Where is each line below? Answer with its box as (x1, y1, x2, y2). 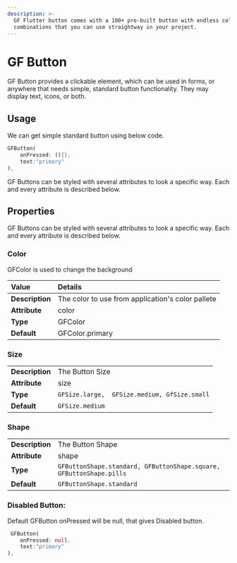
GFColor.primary (57, 328, 114, 338)
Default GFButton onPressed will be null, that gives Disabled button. (7, 516, 205, 525)
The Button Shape (57, 440, 118, 449)
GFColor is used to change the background (7, 265, 133, 274)
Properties (7, 205, 55, 217)
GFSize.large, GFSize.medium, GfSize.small (57, 391, 210, 399)
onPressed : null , (20, 537, 71, 544)
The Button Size (57, 367, 111, 377)
